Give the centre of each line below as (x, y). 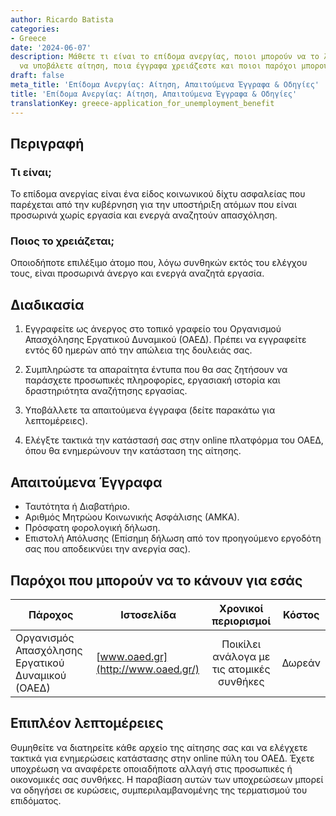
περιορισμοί (241, 621)
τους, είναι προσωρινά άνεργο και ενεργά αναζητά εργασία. (137, 273)
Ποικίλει (241, 644)
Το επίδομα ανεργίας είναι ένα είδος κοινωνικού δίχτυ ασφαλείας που (158, 194)
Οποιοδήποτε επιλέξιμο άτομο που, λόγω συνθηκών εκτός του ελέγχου (159, 263)
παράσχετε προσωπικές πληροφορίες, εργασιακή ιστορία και (152, 380)
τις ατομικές (241, 669)
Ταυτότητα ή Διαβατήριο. (77, 507)
